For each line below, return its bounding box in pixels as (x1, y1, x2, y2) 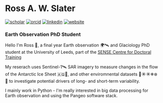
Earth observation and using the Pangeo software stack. (5, 93, 118, 99)
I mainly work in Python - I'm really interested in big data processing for (5, 88, 148, 93)
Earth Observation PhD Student (5, 31, 81, 38)
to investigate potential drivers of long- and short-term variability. (9, 78, 140, 84)
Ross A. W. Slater (5, 3, 75, 14)
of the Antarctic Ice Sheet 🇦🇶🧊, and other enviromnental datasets (5, 71, 138, 77)
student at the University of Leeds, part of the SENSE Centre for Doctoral (5, 49, 152, 55)
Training (5, 54, 22, 60)
